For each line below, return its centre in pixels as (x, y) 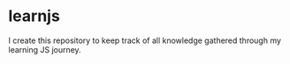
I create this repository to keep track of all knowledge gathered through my (145, 40)
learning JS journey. (45, 49)
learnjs (34, 16)
